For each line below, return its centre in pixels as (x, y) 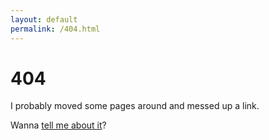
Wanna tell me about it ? (58, 125)
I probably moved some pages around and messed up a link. (135, 106)
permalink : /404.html (55, 29)
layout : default (44, 19)
